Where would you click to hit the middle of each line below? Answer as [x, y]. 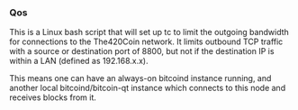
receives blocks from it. [53, 97]
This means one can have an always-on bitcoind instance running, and [140, 78]
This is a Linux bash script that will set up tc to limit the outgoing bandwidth [149, 32]
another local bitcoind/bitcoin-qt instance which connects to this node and [148, 88]
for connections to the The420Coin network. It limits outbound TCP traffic [146, 41]
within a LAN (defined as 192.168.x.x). [79, 61]
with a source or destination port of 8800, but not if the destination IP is [142, 51]
